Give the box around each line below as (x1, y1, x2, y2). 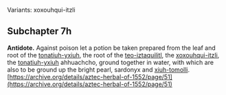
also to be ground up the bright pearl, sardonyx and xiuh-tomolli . (7, 65, 190, 74)
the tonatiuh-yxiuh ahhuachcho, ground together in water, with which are (7, 58, 214, 66)
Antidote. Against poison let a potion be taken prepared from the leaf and (7, 44, 216, 52)
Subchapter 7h (7, 25, 72, 37)
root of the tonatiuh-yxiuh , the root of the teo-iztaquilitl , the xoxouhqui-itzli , (7, 51, 220, 59)
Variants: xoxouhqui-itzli (7, 6, 76, 14)
